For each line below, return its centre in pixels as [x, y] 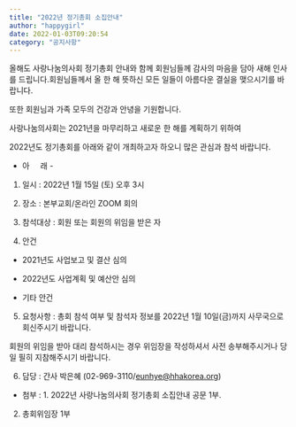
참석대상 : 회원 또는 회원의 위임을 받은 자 [91, 222]
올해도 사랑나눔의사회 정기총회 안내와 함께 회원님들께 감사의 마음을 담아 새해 [140, 68]
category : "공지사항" [45, 42]
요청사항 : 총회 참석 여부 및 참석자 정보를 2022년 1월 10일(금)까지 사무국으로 [153, 316]
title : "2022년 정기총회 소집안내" [66, 17]
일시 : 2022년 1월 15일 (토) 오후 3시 [83, 185]
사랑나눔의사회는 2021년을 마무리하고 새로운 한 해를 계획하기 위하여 [125, 128]
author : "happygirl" [47, 26]
